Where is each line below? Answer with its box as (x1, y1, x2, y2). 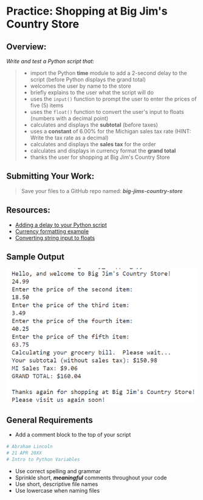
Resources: (6, 205, 50, 216)
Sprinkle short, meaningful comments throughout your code (15, 474, 167, 481)
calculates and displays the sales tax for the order (30, 141, 156, 147)
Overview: (6, 41, 47, 52)
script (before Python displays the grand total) (30, 76, 146, 83)
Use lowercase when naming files (15, 487, 100, 494)
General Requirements (6, 415, 93, 425)
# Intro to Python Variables (6, 456, 80, 462)
